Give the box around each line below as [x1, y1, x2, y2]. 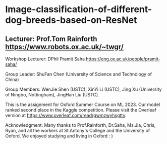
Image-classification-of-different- [5, 4, 152, 15]
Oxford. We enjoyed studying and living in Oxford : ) [5, 133, 114, 139]
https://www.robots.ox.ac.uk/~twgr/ [5, 42, 124, 51]
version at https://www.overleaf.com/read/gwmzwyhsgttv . [5, 113, 127, 118]
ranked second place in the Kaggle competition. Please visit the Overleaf [5, 107, 156, 113]
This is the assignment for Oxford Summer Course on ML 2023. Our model [5, 101, 160, 107]
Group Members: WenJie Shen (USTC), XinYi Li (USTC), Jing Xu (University [5, 86, 162, 92]
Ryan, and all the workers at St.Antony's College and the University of [5, 128, 150, 133]
